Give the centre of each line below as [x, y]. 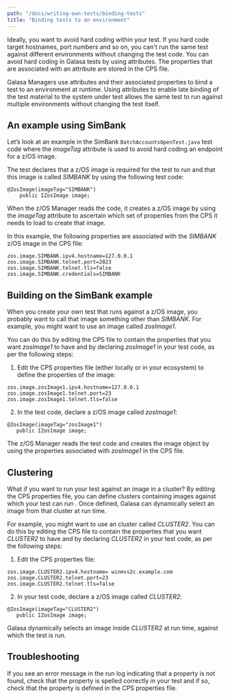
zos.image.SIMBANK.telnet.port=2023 [59, 262]
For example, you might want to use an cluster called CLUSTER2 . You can [111, 524]
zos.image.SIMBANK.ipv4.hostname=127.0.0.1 [70, 256]
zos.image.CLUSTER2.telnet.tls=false [61, 584]
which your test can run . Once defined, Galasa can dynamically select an [111, 503]
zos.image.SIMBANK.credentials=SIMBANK [64, 274]
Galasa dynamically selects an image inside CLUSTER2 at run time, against [113, 628]
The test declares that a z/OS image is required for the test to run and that [111, 170]
